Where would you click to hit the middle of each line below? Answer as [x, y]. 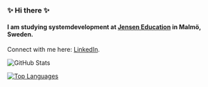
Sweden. [20, 34]
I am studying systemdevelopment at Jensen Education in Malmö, [104, 27]
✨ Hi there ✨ [28, 10]
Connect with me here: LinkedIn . [54, 50]
